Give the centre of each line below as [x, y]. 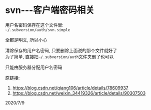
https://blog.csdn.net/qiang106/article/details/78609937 [70, 88]
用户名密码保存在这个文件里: [34, 25]
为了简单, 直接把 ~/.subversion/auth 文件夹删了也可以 [59, 56]
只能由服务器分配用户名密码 [34, 67]
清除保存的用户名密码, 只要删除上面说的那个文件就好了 [61, 50]
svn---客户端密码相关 [50, 10]
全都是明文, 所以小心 [26, 40]
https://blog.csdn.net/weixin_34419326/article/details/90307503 [79, 93]
